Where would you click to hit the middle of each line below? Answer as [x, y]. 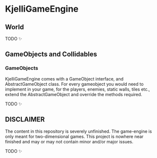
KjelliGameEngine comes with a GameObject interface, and [64, 79]
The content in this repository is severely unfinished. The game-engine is [78, 131]
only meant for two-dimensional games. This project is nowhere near [74, 136]
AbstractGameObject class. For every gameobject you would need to [74, 84]
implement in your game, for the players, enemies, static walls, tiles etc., [78, 89]
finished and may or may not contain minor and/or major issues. [69, 141]
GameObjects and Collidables [51, 54]
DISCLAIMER [25, 120]
